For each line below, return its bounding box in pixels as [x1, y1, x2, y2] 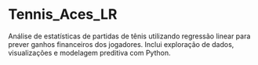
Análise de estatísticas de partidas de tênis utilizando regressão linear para [8, 31, 251, 41]
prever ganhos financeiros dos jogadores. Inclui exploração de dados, [8, 39, 234, 49]
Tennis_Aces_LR [8, 5, 118, 23]
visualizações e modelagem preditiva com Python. [8, 48, 171, 57]
